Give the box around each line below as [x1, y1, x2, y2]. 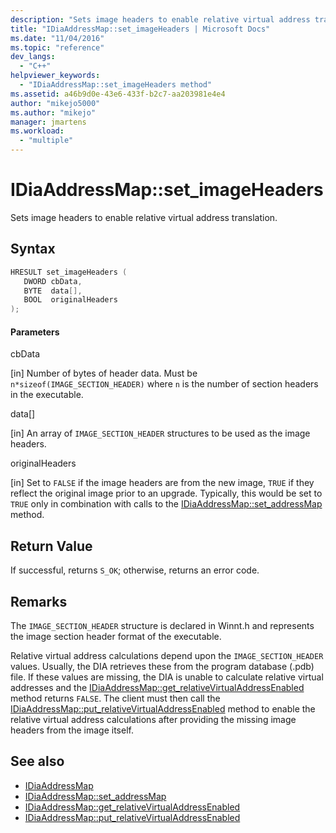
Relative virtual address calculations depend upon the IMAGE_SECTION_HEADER [10, 649, 324, 661]
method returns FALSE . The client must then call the [10, 692, 221, 704]
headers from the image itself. [10, 724, 134, 736]
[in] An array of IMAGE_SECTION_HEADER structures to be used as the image [10, 427, 311, 440]
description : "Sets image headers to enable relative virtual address [10, 14, 311, 25]
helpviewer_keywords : [10, 71, 101, 81]
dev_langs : [10, 52, 56, 62]
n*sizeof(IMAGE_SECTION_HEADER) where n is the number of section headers [10, 378, 319, 390]
